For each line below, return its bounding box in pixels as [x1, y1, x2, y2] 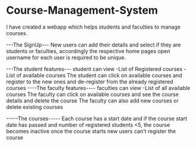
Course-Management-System [6, 4, 159, 17]
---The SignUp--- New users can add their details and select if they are [6, 41, 181, 48]
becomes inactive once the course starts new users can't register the [6, 128, 176, 135]
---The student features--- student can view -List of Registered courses [6, 65, 183, 72]
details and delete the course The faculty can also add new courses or [6, 97, 179, 104]
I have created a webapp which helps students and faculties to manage [6, 23, 181, 30]
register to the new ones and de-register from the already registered [6, 78, 173, 85]
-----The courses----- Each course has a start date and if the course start [6, 114, 188, 122]
